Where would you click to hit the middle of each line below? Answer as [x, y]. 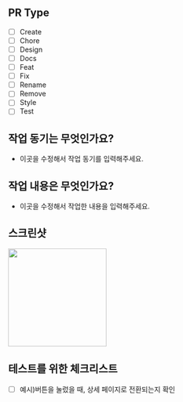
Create [30, 31]
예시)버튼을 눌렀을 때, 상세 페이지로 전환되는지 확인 [97, 389]
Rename [33, 85]
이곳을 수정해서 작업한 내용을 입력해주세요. [85, 206]
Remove [33, 94]
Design [31, 49]
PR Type [29, 13]
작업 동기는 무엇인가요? [61, 138]
